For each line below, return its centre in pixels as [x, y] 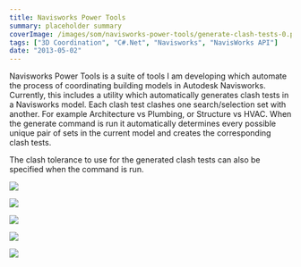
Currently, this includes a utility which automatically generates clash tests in [149, 96]
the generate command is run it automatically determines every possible [142, 124]
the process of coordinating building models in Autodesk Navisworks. [138, 86]
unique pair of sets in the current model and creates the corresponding [140, 133]
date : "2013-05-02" [46, 51]
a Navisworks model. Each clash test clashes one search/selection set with [148, 104]
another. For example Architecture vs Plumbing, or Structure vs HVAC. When [150, 114]
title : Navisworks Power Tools [68, 17]
